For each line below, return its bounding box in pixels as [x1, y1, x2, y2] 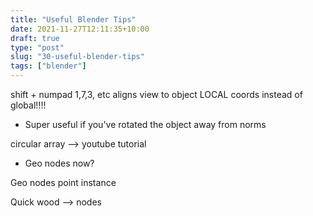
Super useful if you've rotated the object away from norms [24, 119, 267, 130]
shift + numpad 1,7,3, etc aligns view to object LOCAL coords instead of [10, 89, 303, 100]
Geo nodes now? [24, 157, 95, 169]
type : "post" [10, 42, 65, 53]
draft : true [10, 33, 60, 43]
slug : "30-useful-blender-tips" [10, 52, 145, 62]
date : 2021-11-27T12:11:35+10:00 [10, 24, 150, 34]
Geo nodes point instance [10, 177, 117, 188]
